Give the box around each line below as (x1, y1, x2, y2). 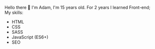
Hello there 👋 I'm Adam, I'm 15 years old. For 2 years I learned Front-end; (4, 5, 151, 10)
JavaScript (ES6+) (11, 34, 49, 40)
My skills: (4, 10, 24, 15)
